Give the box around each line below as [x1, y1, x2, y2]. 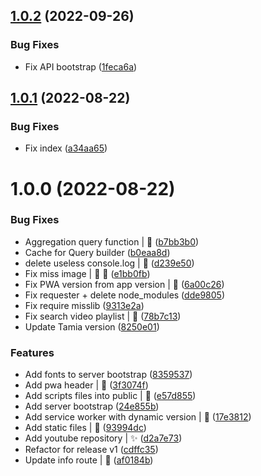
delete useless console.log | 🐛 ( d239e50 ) [24, 257, 195, 269]
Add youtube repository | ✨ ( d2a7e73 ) [24, 432, 183, 444]
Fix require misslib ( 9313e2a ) [24, 299, 145, 311]
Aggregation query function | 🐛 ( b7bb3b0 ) [24, 235, 200, 248]
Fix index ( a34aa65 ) [24, 142, 108, 154]
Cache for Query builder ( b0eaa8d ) [24, 246, 171, 258]
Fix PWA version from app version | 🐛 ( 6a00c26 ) [24, 278, 225, 290]
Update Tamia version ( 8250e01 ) [24, 320, 160, 333]
